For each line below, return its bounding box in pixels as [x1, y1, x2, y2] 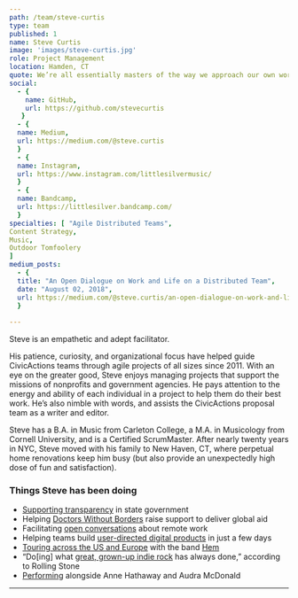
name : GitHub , [25, 95, 77, 105]
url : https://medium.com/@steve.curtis [17, 136, 165, 145]
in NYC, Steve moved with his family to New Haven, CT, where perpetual [9, 444, 274, 454]
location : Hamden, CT [9, 63, 90, 72]
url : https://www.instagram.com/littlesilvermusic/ [17, 169, 213, 178]
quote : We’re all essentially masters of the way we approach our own [9, 71, 276, 80]
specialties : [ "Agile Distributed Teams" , [9, 219, 173, 228]
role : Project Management [9, 54, 105, 63]
